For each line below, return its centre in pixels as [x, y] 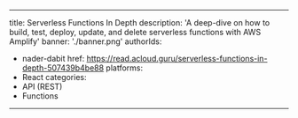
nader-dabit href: [53, 59]
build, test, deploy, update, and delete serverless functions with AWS [135, 32]
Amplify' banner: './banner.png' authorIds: [86, 41]
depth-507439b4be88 [63, 68]
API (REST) [42, 86]
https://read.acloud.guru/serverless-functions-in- [177, 59]
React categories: [54, 77]
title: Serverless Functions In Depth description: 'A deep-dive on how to [140, 22]
